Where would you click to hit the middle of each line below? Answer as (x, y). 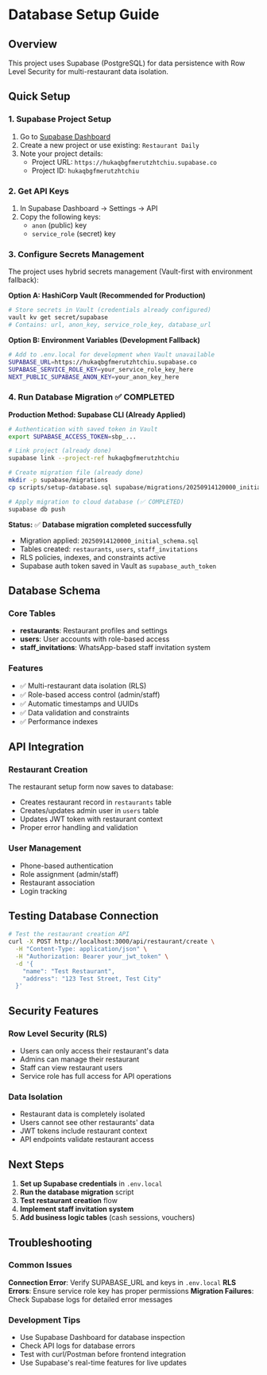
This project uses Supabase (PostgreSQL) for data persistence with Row (127, 63)
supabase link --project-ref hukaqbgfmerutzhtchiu (94, 458)
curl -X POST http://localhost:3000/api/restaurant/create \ (112, 942)
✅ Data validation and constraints (74, 712)
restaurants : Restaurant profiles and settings (94, 631)
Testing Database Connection (83, 915)
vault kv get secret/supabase (58, 317)
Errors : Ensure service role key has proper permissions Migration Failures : (131, 1291)
